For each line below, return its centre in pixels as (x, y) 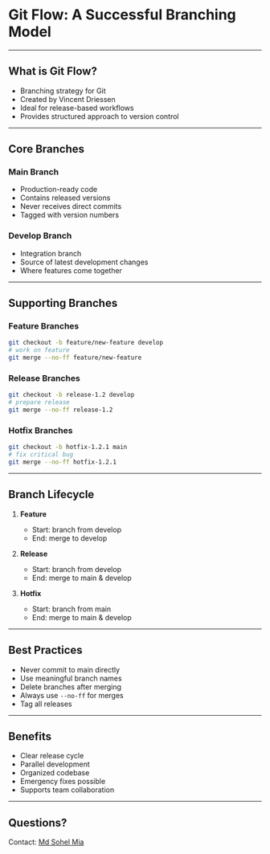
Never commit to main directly (70, 669)
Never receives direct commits (71, 206)
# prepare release (39, 402)
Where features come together (71, 270)
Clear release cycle (52, 756)
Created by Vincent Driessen (67, 99)
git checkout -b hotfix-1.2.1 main (68, 447)
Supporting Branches (63, 303)
